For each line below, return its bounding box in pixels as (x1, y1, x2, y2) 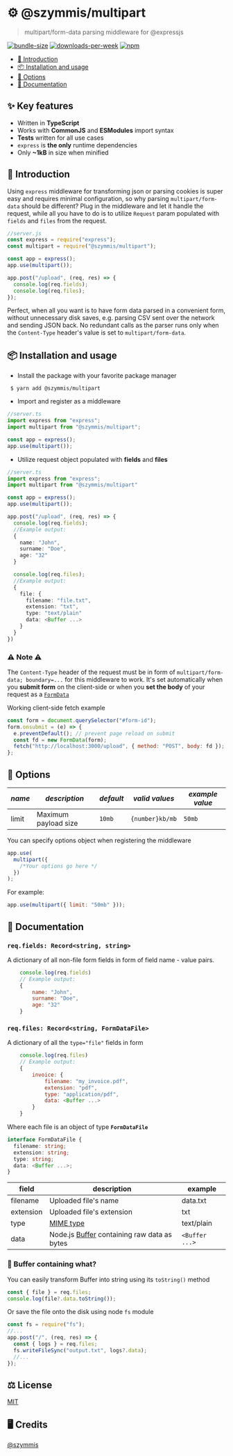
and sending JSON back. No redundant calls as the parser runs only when (7, 321, 220, 330)
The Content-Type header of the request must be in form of (7, 668, 175, 676)
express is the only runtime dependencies (17, 141, 137, 149)
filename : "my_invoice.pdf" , (44, 1078, 129, 1085)
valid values (132, 793, 175, 803)
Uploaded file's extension (49, 1207, 133, 1217)
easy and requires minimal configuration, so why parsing (7, 194, 170, 202)
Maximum (37, 809, 69, 819)
